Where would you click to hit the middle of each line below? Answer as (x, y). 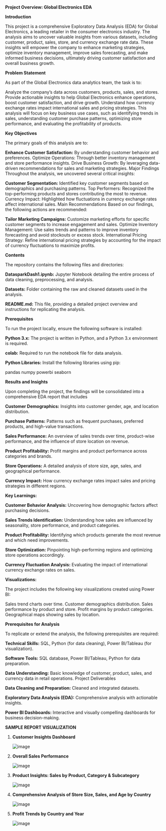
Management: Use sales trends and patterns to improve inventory (72, 230)
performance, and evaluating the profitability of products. (63, 124)
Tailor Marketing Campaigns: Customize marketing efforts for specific (77, 219)
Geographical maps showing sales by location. (53, 615)
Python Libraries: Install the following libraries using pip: (63, 362)
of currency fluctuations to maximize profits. (50, 245)
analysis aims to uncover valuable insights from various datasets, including (81, 37)
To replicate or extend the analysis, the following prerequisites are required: (82, 634)
